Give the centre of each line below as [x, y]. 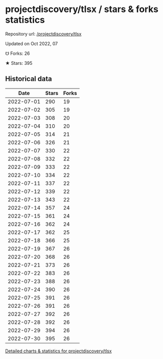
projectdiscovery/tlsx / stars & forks [82, 9]
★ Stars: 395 [19, 63]
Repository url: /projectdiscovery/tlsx [43, 34]
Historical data [29, 79]
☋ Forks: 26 [18, 53]
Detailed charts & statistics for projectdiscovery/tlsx [58, 351]
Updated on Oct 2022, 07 [32, 43]
